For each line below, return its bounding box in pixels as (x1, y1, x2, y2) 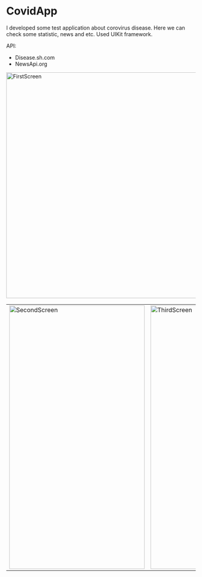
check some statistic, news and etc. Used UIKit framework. (6, 30, 153, 37)
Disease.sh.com (14, 54, 55, 61)
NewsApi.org (14, 60, 47, 67)
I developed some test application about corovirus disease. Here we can (6, 24, 185, 31)
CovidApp (6, 4, 58, 18)
